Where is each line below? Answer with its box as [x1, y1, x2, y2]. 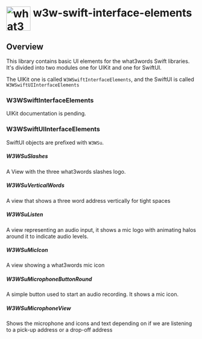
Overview [6, 41, 44, 51]
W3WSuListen [6, 211, 43, 218]
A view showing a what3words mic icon [6, 262, 105, 269]
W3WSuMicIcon [6, 246, 48, 254]
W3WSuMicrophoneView [6, 304, 71, 312]
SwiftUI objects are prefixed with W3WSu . [6, 139, 104, 146]
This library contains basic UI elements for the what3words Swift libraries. [6, 58, 190, 65]
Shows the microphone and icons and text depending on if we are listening [6, 320, 192, 327]
